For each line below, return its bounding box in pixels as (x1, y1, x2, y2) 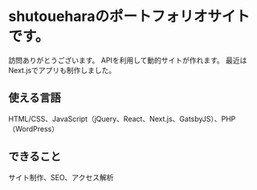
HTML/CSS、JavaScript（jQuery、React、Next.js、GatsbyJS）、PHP (8, 114, 236, 123)
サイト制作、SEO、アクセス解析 (8, 172, 114, 182)
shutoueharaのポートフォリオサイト (8, 7, 251, 26)
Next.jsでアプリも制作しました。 (8, 65, 116, 75)
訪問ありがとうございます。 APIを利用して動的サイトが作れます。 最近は (8, 55, 247, 65)
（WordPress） (8, 123, 59, 133)
